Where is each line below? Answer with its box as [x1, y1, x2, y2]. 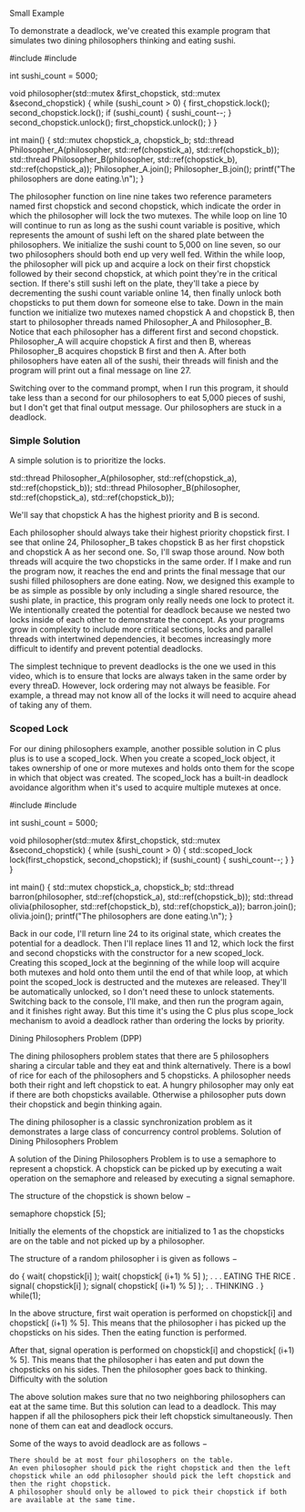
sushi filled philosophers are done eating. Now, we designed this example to [9, 575, 295, 586]
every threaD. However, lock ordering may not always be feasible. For [9, 680, 270, 691]
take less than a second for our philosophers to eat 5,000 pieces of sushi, [9, 392, 286, 403]
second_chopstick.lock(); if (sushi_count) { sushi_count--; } [9, 107, 232, 117]
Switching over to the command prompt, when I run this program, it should [9, 382, 289, 393]
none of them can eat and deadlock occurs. [9, 1420, 174, 1431]
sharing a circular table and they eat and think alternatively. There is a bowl [9, 1060, 291, 1071]
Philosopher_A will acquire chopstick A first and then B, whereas [9, 336, 252, 347]
